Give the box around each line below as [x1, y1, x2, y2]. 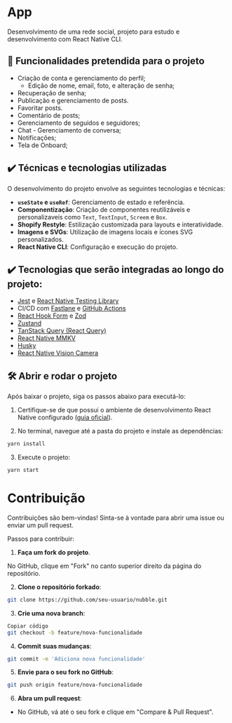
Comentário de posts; [17, 111, 81, 119]
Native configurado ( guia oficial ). [17, 413, 113, 421]
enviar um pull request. [7, 520, 74, 529]
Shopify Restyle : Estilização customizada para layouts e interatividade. [17, 220, 224, 229]
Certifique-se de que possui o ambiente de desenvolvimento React [17, 406, 212, 414]
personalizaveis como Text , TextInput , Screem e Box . [17, 212, 168, 221]
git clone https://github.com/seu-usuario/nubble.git [7, 596, 168, 603]
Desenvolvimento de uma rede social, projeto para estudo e [7, 27, 180, 36]
